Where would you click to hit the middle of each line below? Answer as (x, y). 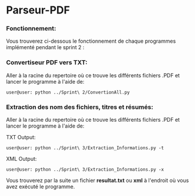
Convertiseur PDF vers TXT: (47, 63)
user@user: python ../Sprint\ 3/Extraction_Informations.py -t (85, 148)
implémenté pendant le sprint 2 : (45, 47)
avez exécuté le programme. (41, 187)
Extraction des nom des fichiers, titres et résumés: (80, 107)
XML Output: (21, 159)
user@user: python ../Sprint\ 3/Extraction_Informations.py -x (85, 170)
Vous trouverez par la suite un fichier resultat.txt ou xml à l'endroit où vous (97, 180)
